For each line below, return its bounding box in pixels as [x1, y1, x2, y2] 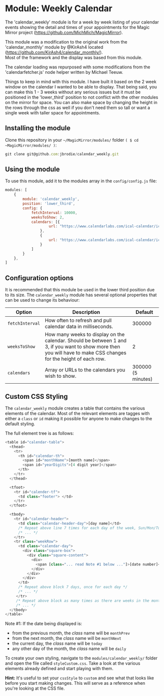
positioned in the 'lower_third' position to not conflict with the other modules [5, 94, 159, 100]
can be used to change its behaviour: [5, 297, 80, 303]
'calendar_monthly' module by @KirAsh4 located [5, 44, 103, 50]
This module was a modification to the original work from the [5, 39, 128, 44]
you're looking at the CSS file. [5, 685, 65, 692]
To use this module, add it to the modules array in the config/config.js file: [5, 178, 157, 184]
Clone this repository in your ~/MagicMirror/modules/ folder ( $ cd [5, 137, 139, 143]
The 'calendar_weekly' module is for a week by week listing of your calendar [5, 19, 159, 25]
